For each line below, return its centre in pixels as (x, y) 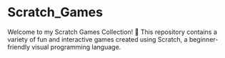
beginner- (204, 39)
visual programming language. (76, 47)
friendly (19, 47)
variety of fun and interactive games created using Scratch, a (97, 39)
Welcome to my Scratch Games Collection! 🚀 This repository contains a (112, 32)
